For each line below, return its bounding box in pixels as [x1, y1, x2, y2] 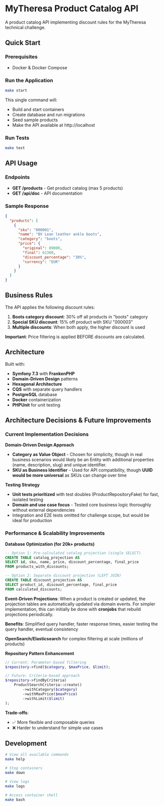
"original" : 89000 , [23, 246, 63, 251]
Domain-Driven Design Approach [5, 442, 74, 448]
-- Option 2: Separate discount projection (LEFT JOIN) [5, 573, 121, 578]
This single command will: [5, 97, 58, 103]
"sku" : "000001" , [18, 227, 54, 232]
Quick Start [5, 39, 41, 47]
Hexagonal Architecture [12, 381, 62, 387]
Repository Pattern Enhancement [5, 650, 74, 656]
